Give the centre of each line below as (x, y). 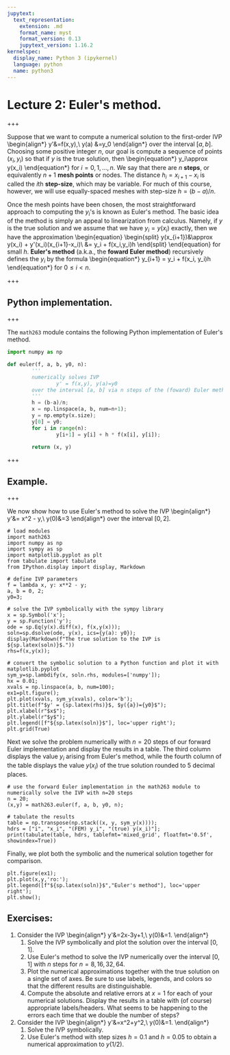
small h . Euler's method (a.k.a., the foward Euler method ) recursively (105, 252)
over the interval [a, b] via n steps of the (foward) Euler (121, 390)
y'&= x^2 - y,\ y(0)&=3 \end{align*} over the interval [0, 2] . (89, 519)
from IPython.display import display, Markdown (76, 567)
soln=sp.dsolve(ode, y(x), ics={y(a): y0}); (72, 633)
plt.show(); (24, 897)
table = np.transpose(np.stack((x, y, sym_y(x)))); (82, 823)
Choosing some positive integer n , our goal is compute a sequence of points (115, 151)
